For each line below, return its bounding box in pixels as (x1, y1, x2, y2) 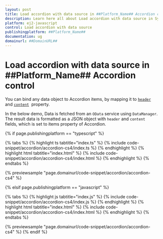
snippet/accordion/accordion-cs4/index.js (5, 199, 90, 205)
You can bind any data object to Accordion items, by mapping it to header (5, 96, 151, 102)
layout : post (5, 7, 32, 12)
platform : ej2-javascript (5, 20, 57, 26)
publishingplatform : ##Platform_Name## (5, 30, 86, 34)
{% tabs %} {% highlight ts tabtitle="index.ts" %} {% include (5, 140, 126, 145)
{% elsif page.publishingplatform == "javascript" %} (5, 184, 109, 190)
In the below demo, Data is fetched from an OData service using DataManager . (5, 111, 158, 116)
